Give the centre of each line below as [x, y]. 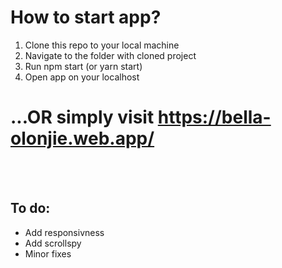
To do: [30, 208]
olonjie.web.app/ [82, 138]
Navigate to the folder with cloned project [110, 55]
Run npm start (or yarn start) [83, 66]
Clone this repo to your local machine [102, 45]
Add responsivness [64, 232]
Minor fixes [48, 253]
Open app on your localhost [82, 77]
